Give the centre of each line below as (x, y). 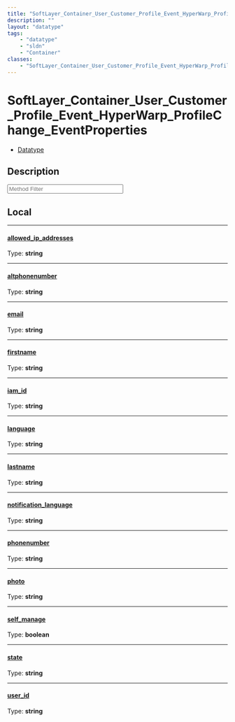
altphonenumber (32, 276)
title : (17, 14)
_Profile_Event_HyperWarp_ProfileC (115, 115)
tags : (15, 33)
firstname (22, 352)
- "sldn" (33, 46)
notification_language (40, 505)
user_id (19, 695)
